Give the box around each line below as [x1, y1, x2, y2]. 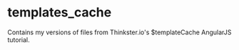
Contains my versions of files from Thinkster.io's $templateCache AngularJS [7, 28, 232, 36]
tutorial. [7, 35, 30, 44]
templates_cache [7, 4, 112, 21]
